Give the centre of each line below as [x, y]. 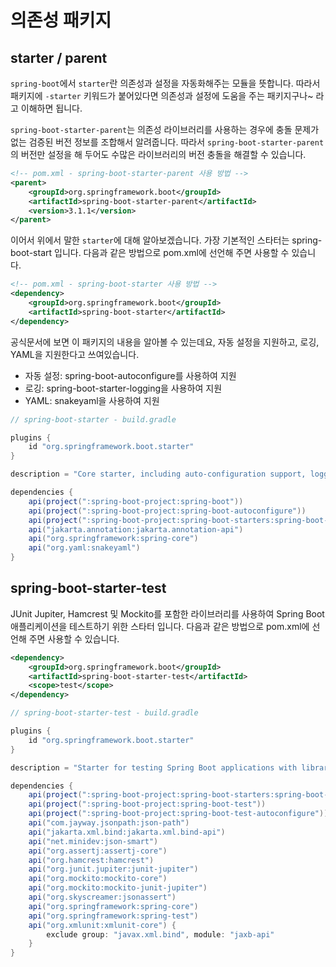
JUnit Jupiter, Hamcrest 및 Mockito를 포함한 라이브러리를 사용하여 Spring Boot [167, 613]
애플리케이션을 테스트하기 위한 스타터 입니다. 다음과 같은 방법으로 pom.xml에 [160, 626]
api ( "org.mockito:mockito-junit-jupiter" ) [118, 888]
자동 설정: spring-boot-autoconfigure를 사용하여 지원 [130, 375]
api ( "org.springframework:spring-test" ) [113, 916]
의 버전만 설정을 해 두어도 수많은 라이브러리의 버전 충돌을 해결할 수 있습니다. [158, 154]
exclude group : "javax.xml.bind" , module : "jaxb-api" [160, 934]
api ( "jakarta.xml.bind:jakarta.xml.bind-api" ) [127, 832]
